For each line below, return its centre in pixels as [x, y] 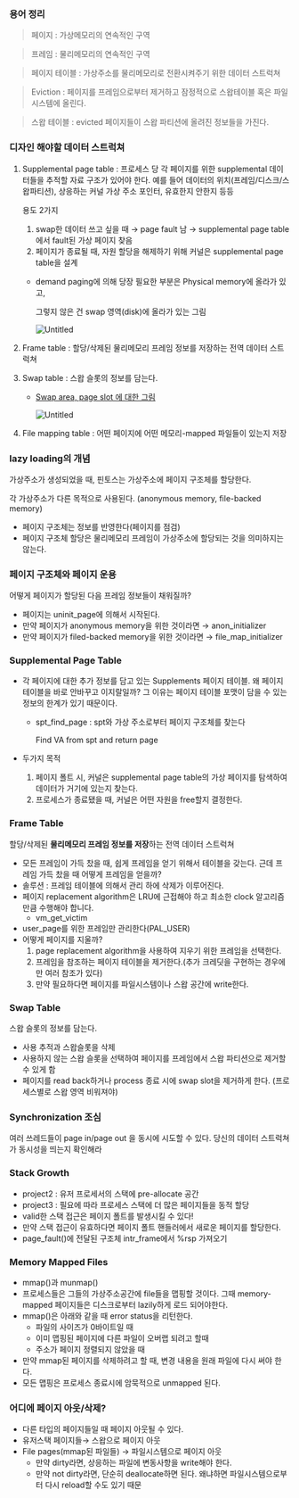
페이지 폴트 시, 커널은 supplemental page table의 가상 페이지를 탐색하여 [161, 777]
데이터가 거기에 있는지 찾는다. [86, 789]
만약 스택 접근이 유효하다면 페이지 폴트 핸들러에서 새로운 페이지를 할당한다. [152, 1227]
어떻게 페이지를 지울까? [62, 939]
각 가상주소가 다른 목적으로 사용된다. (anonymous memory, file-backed [135, 498]
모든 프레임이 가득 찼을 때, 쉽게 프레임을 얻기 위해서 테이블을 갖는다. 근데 [148, 863]
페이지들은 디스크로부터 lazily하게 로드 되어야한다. [141, 1304]
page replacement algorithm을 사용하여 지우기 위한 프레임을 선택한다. [158, 950]
